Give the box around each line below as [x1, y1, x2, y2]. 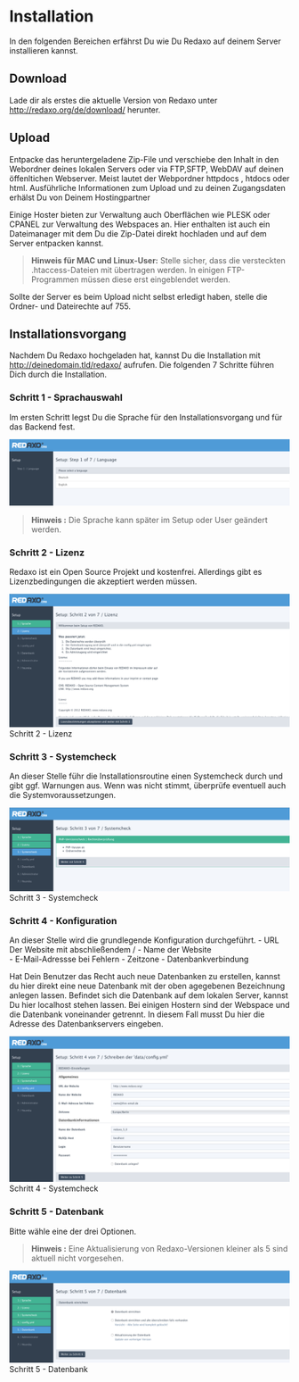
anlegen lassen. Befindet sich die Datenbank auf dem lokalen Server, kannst [9, 990, 288, 1001]
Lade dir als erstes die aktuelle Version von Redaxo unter [9, 95, 218, 105]
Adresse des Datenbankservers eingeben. [9, 1019, 164, 1029]
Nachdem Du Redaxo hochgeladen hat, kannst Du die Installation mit [9, 350, 261, 361]
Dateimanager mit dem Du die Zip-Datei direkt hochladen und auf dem [9, 228, 267, 238]
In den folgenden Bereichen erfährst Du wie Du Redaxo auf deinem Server [9, 36, 282, 46]
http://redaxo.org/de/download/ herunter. [9, 104, 161, 115]
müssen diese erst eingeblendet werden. [80, 274, 231, 285]
